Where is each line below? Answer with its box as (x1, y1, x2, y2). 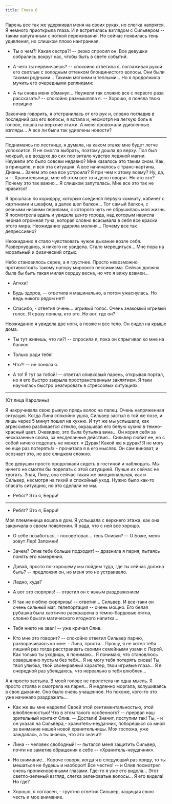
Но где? (12, 778, 30, 784)
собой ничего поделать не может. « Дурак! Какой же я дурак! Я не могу (5, 440, 164, 446)
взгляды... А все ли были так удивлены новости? (5, 127, 112, 133)
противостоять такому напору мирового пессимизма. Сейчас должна (5, 264, 160, 270)
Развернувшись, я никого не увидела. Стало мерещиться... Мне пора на (5, 244, 164, 250)
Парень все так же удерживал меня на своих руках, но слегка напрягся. (5, 22, 165, 28)
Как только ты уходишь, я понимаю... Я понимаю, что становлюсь (12, 651, 158, 658)
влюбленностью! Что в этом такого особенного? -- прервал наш (12, 709, 155, 716)
